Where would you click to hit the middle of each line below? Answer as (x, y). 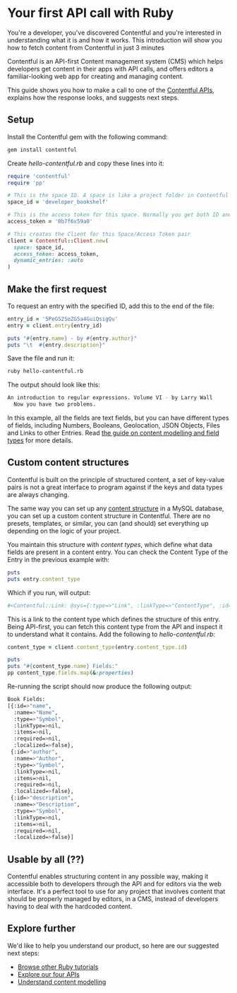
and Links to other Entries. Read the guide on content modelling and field (113, 433)
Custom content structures (68, 463)
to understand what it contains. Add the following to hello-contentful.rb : (111, 634)
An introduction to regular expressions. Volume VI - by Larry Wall (110, 398)
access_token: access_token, (56, 254)
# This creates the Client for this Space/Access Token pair (99, 234)
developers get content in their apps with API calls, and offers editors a (110, 69)
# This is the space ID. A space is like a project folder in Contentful (118, 196)
